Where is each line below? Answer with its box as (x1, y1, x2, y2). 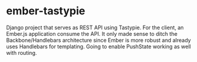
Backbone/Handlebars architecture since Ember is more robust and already (6, 36, 192, 44)
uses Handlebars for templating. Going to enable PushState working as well (6, 43, 192, 50)
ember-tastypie (6, 4, 86, 18)
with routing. (6, 49, 37, 56)
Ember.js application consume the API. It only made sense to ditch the (6, 30, 177, 37)
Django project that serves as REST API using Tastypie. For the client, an (6, 24, 184, 31)
